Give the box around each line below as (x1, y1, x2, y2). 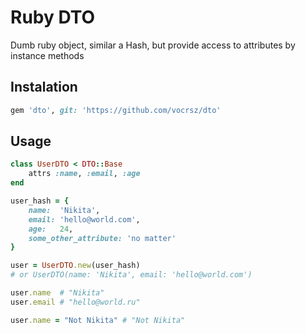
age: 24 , (28, 224, 74, 234)
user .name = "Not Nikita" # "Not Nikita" (10, 315, 186, 325)
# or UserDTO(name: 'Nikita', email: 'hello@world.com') (10, 270, 253, 280)
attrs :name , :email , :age (28, 169, 141, 179)
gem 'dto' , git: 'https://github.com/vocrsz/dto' (10, 105, 222, 115)
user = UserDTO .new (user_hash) (10, 261, 141, 271)
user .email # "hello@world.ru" (10, 297, 141, 307)
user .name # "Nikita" (10, 288, 105, 298)
